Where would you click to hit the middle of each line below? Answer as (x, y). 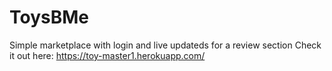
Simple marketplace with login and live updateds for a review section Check (165, 45)
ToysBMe (49, 17)
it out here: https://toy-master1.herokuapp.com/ (107, 55)
